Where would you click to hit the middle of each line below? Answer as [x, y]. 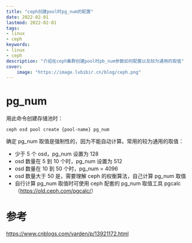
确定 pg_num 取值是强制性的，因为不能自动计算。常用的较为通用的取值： [95, 141]
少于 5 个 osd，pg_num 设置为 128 [56, 154]
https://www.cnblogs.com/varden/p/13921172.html [67, 234]
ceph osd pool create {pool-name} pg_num [58, 130]
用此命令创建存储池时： [35, 118]
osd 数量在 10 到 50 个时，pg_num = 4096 [66, 169]
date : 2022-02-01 [27, 17]
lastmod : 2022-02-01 [32, 22]
